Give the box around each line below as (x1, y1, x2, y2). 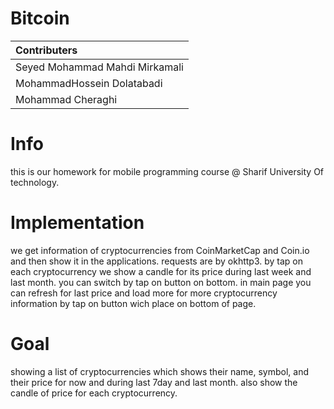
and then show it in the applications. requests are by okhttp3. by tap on (10, 255, 303, 267)
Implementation (10, 212, 145, 234)
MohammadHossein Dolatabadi (15, 76, 163, 90)
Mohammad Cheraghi (15, 92, 118, 106)
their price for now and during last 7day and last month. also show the (10, 376, 298, 388)
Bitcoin (10, 7, 70, 30)
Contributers (15, 43, 78, 57)
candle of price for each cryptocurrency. (10, 387, 178, 399)
